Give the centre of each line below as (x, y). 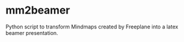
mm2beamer (38, 10)
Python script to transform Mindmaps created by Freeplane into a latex (92, 27)
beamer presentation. (32, 33)
